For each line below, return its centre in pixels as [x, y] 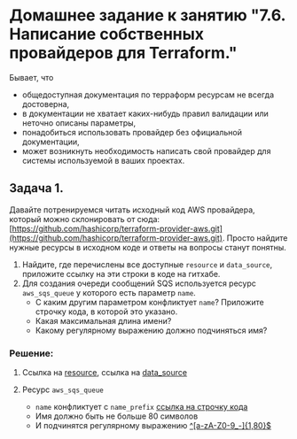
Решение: [31, 353]
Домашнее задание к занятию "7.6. [148, 15]
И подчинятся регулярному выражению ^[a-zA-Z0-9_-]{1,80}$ [153, 426]
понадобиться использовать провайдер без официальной [132, 132]
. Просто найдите [255, 238]
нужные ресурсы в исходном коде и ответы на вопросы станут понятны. [148, 247]
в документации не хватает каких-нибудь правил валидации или [145, 113]
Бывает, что [31, 77]
